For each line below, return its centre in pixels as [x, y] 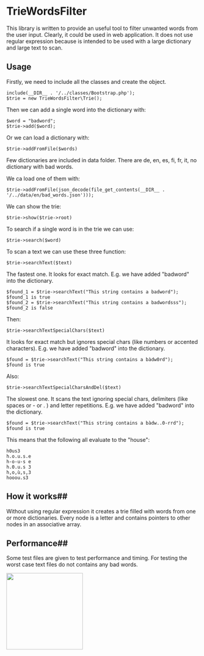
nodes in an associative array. [44, 524]
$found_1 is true [28, 297]
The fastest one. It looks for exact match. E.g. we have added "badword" [98, 274]
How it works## [37, 497]
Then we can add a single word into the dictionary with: [76, 110]
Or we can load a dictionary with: [48, 137]
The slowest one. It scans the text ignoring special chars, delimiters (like [97, 398]
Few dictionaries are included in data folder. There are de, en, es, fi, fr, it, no [102, 160]
